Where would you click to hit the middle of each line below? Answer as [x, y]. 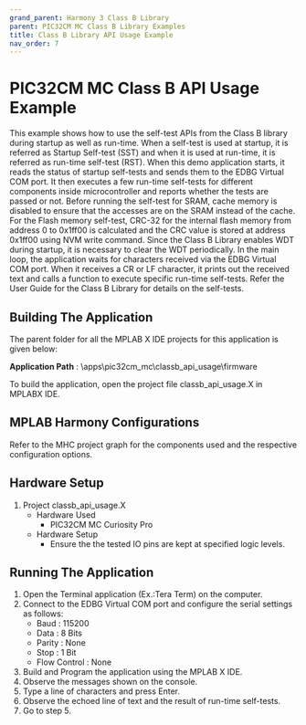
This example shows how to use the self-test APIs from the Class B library [148, 133]
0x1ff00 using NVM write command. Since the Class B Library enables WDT [152, 240]
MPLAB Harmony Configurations [105, 422]
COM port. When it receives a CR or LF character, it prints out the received [150, 269]
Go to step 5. [47, 711]
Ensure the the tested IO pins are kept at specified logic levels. [168, 543]
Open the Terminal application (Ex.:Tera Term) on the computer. [142, 594]
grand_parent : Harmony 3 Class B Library [90, 18]
